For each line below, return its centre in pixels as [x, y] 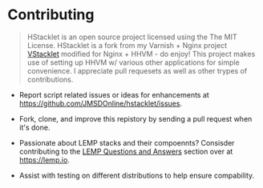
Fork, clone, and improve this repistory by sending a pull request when [136, 118]
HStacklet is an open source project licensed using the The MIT [132, 37]
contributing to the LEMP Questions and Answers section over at [126, 151]
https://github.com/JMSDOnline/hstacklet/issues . [100, 103]
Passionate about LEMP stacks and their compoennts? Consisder [127, 142]
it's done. [34, 127]
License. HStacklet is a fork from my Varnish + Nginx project [127, 45]
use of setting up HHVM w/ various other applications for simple [133, 62]
